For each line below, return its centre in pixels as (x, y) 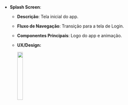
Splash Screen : (25, 7)
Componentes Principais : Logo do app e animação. (69, 36)
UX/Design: (29, 45)
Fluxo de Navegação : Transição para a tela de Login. (70, 26)
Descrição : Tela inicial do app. (48, 16)
